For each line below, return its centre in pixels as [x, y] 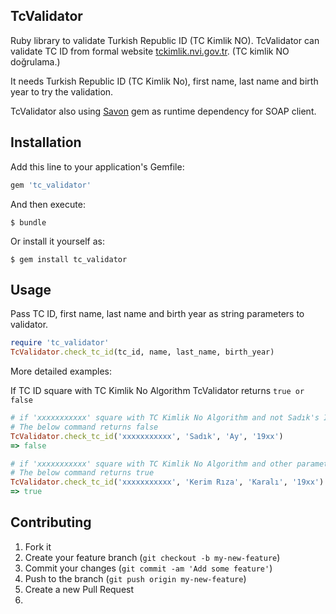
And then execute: [48, 204]
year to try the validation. [62, 91]
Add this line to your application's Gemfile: [97, 166]
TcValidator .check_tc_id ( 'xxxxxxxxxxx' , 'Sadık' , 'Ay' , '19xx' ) [147, 436]
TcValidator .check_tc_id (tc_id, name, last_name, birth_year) [142, 352]
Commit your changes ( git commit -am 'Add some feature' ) [148, 568]
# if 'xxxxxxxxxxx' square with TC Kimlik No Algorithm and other [151, 464]
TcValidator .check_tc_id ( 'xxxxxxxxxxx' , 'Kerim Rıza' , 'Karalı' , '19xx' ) [167, 482]
